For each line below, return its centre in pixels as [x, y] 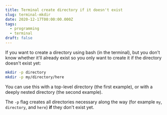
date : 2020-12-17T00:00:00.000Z [39, 19]
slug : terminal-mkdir [28, 15]
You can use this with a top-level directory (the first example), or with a [79, 87]
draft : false [19, 38]
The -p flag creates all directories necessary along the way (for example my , [84, 102]
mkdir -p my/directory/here [35, 77]
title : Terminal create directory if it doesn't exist [64, 10]
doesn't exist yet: [23, 63]
